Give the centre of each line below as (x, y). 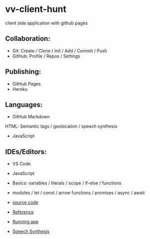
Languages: (24, 105)
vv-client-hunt (36, 9)
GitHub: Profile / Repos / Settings (46, 56)
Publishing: (23, 72)
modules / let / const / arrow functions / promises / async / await (78, 193)
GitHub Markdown (31, 117)
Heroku (20, 89)
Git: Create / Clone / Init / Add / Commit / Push (60, 50)
